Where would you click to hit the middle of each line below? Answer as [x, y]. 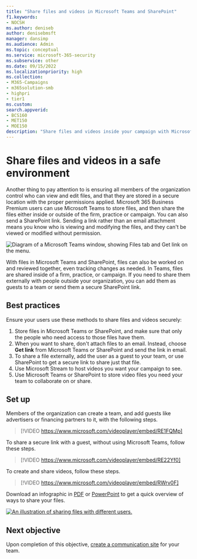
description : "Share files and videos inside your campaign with [87, 132]
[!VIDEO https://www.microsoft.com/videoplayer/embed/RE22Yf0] [100, 460]
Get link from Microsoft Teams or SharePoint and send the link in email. [101, 349]
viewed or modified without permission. [54, 233]
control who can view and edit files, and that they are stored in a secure [93, 196]
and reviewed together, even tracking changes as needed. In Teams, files [94, 268]
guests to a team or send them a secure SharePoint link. [74, 287]
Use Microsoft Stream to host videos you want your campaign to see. [98, 368]
